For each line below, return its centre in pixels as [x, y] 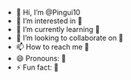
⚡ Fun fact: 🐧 [37, 67]
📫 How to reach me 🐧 [53, 47]
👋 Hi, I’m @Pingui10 [48, 12]
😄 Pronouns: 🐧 [41, 58]
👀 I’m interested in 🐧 [49, 21]
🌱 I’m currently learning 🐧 [58, 29]
